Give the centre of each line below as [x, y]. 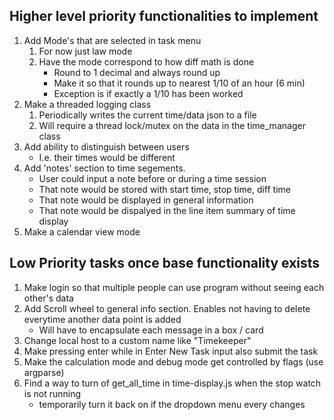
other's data [48, 298]
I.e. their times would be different [107, 157]
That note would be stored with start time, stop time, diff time [165, 189]
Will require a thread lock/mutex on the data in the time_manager [172, 125]
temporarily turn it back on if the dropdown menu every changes [172, 404]
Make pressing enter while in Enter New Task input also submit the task [171, 351]
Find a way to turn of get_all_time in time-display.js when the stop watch [172, 383]
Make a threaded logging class [87, 104]
